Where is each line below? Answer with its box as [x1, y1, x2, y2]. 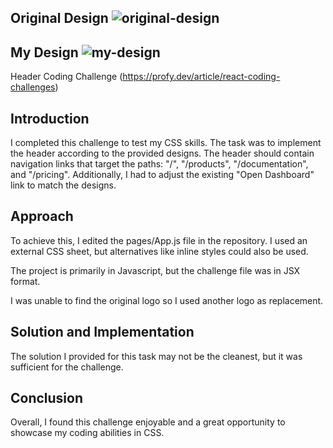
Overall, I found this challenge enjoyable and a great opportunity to [10, 416, 286, 428]
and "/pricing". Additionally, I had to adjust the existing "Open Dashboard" [10, 169, 315, 181]
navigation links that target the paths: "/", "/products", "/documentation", [10, 158, 309, 170]
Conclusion [10, 390, 84, 407]
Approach [10, 208, 74, 225]
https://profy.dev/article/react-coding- [122, 71, 281, 83]
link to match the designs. [10, 179, 117, 191]
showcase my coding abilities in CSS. [10, 427, 165, 439]
